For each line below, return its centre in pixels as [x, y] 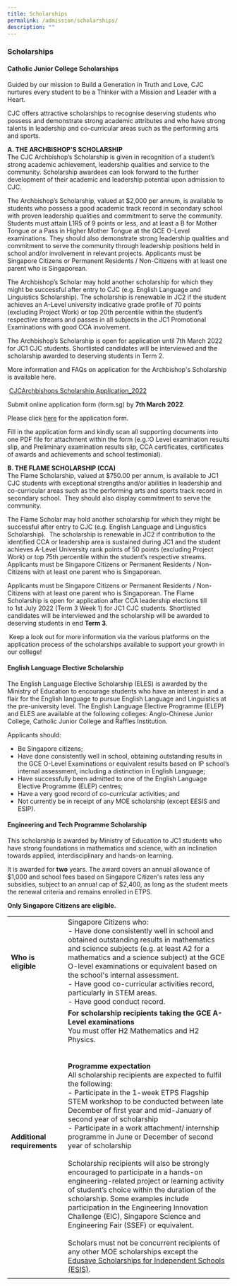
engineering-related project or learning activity [146, 1181]
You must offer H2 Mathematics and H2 [134, 1031]
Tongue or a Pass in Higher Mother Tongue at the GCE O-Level [99, 230]
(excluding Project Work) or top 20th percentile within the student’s [105, 312]
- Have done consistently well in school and [141, 930]
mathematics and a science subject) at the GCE [147, 957]
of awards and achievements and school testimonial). [85, 454]
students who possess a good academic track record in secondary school [115, 208]
